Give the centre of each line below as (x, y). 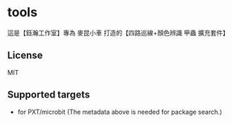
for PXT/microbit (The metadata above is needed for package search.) (120, 112)
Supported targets (49, 95)
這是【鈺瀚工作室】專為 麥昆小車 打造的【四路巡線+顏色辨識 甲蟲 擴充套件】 (118, 33)
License (25, 55)
